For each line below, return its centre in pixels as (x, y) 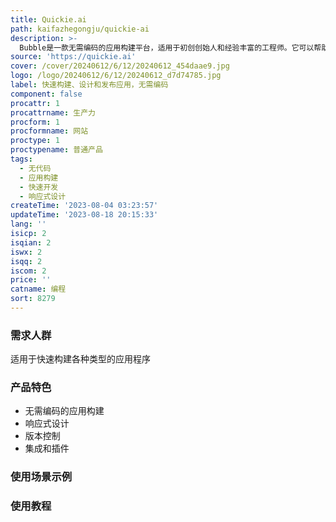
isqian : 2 (31, 242)
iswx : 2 (26, 252)
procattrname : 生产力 (53, 112)
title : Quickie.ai (48, 19)
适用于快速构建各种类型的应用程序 (80, 359)
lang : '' (28, 224)
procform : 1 (35, 122)
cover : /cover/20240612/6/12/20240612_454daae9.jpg (120, 66)
